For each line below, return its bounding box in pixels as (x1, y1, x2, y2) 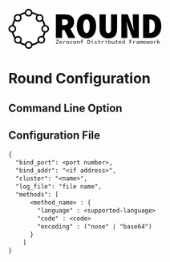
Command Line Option (8, 101, 123, 115)
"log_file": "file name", (15, 183, 103, 191)
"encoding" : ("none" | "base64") (37, 223, 152, 231)
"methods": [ (15, 191, 59, 199)
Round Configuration (8, 70, 151, 88)
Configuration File (8, 128, 101, 142)
